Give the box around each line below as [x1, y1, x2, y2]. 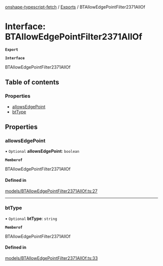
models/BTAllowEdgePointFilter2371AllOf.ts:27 [5, 188, 98, 194]
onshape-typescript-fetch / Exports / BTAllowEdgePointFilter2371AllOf [5, 4, 146, 10]
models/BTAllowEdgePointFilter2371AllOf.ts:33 [5, 255, 98, 261]
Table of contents [5, 78, 59, 87]
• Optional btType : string [5, 215, 57, 222]
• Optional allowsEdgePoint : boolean [5, 148, 80, 154]
